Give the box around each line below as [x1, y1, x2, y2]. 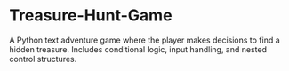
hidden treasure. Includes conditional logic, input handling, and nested [9, 43, 268, 54]
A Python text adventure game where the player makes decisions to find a [9, 35, 280, 45]
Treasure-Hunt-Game [9, 5, 173, 26]
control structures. [9, 53, 77, 64]
